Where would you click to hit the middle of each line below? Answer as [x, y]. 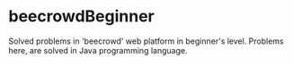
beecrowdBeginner [81, 16]
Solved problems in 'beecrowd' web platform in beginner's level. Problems [146, 41]
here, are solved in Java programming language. [98, 50]
